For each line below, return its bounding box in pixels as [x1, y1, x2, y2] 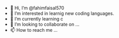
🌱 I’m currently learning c [10, 16, 63, 22]
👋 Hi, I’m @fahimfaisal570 [10, 5, 64, 11]
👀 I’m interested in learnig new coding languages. [10, 10, 114, 16]
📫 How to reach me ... [10, 27, 58, 33]
